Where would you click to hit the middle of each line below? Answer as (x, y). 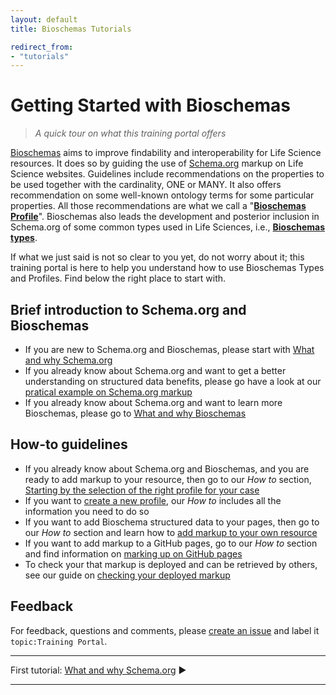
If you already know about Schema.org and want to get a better (155, 370)
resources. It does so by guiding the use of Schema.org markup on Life (157, 163)
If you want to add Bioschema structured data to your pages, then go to (172, 522)
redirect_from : (42, 47)
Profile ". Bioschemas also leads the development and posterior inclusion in (165, 217)
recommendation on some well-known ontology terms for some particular (162, 195)
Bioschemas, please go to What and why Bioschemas (135, 413)
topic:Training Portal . (59, 641)
